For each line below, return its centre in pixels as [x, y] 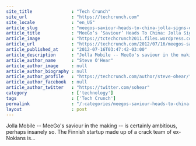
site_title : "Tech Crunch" [58, 11]
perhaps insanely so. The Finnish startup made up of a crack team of [89, 132]
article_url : [40, 44]
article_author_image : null [47, 66]
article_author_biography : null [47, 71]
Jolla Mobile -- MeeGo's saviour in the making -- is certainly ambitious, [92, 126]
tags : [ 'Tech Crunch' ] [61, 98]
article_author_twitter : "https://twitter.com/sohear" [78, 88]
